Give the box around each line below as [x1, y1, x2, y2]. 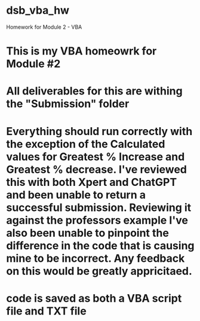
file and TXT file [6, 304, 87, 317]
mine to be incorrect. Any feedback [6, 252, 185, 265]
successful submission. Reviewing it [6, 201, 192, 214]
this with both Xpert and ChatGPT [6, 175, 177, 189]
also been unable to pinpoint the [6, 226, 169, 240]
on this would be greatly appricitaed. [6, 264, 193, 278]
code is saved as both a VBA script [6, 291, 182, 305]
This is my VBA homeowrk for [6, 44, 157, 58]
